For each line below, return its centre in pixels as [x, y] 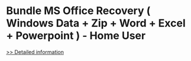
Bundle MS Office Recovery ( [78, 11]
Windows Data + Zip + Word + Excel [96, 23]
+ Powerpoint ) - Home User [76, 36]
